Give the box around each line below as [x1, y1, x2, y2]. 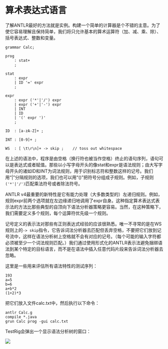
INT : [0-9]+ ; [5, 137, 37, 142]
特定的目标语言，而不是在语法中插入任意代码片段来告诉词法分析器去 [22, 246, 163, 252]
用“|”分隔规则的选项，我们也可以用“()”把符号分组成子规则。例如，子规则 [5, 174, 154, 180]
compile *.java [5, 314, 37, 319]
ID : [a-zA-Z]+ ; [5, 128, 44, 133]
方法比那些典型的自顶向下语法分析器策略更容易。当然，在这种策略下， [18, 204, 163, 210]
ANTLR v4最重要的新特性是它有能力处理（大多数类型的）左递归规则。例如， [5, 191, 163, 197]
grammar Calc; [5, 45, 35, 50]
